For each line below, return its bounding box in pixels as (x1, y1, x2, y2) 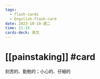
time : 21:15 (5, 26, 30, 31)
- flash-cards (9, 12, 39, 17)
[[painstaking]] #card (5, 51, 96, 63)
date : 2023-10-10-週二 (5, 21, 51, 26)
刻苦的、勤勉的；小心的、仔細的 (5, 68, 71, 74)
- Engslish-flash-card (9, 16, 57, 21)
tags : (5, 7, 16, 12)
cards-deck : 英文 (5, 30, 40, 35)
